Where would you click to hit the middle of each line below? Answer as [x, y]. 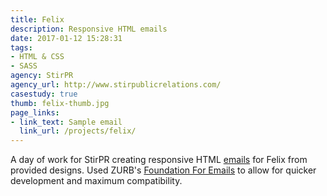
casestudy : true [44, 94]
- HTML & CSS [37, 57]
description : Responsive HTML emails [89, 29]
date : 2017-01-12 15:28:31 [66, 38]
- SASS [24, 66]
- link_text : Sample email [66, 122]
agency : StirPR [42, 76]
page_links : [35, 112]
